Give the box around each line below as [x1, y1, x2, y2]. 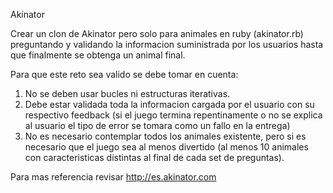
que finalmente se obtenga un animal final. [10, 49, 186, 61]
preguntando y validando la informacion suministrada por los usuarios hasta [10, 39, 324, 50]
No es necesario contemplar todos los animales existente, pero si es [24, 130, 307, 142]
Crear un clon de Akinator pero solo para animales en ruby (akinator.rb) [10, 28, 304, 39]
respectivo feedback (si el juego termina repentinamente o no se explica [24, 109, 323, 121]
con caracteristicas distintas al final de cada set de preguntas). [24, 152, 285, 163]
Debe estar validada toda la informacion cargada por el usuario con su [24, 99, 315, 110]
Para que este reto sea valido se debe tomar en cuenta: [10, 69, 239, 80]
